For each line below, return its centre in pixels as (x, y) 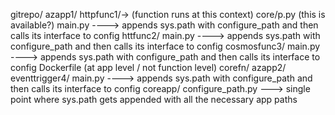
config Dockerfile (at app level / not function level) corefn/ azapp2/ (148, 67)
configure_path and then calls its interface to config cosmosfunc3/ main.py (165, 46)
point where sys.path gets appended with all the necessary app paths (154, 99)
